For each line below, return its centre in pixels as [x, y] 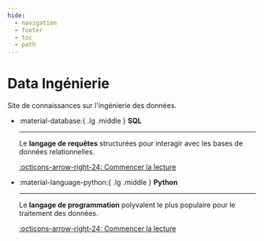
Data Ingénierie [58, 84]
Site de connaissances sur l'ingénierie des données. [92, 106]
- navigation [36, 23]
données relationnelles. [57, 152]
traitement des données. [59, 213]
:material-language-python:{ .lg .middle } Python [98, 183]
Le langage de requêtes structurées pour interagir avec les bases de [131, 143]
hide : [16, 15]
